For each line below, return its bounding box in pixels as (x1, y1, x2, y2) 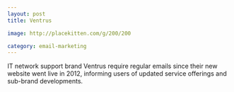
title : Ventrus (7, 17, 52, 24)
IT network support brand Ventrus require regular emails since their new (7, 62, 218, 71)
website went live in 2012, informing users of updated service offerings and (7, 69, 228, 78)
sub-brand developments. (7, 77, 83, 86)
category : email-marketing (7, 42, 87, 50)
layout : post (7, 10, 46, 18)
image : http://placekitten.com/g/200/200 (7, 30, 131, 37)
